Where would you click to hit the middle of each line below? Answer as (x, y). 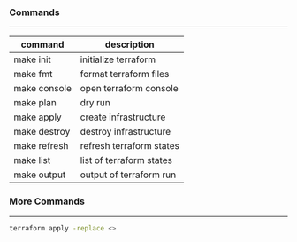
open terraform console (129, 89)
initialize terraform (118, 59)
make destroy (42, 132)
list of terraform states (126, 160)
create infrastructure (123, 117)
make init (32, 59)
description (129, 44)
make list (32, 160)
